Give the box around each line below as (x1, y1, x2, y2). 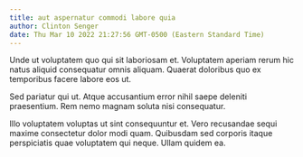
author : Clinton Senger (9, 22, 99, 31)
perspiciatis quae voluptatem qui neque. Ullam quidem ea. (9, 137, 226, 149)
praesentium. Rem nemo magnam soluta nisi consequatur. (9, 101, 226, 112)
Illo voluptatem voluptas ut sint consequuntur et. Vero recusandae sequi (9, 118, 278, 129)
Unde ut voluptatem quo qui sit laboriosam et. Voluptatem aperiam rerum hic (9, 55, 294, 66)
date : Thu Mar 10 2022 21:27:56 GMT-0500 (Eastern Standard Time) (9, 30, 265, 39)
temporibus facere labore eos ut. (9, 74, 132, 85)
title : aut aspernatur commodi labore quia (9, 13, 176, 23)
